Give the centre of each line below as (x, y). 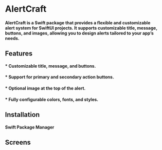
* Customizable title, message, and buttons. (51, 66)
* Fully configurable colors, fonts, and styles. (52, 99)
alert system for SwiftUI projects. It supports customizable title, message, (81, 28)
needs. (12, 38)
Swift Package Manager (30, 127)
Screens (18, 142)
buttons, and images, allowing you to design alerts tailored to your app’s (80, 33)
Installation (22, 115)
